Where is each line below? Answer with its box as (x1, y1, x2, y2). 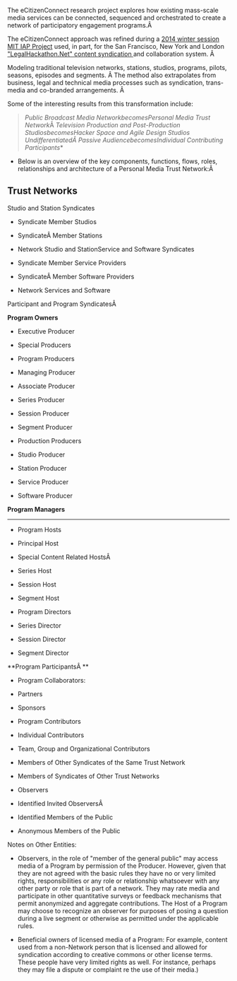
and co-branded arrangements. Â (27, 86, 125, 94)
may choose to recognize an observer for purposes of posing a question (17, 906, 229, 915)
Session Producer (17, 409, 70, 418)
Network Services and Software (17, 286, 111, 294)
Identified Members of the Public (17, 813, 114, 821)
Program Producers (17, 354, 75, 363)
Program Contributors (17, 717, 81, 725)
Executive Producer (17, 327, 75, 335)
